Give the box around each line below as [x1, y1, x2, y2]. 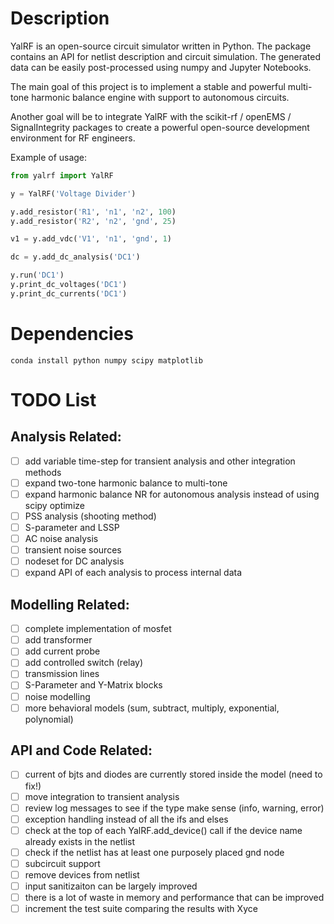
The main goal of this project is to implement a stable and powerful [10, 80, 286, 92]
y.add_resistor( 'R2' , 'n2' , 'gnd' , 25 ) [10, 216, 177, 226]
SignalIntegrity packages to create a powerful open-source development [10, 121, 310, 133]
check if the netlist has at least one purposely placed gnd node [24, 846, 285, 858]
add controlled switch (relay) [24, 657, 144, 669]
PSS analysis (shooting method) [24, 510, 157, 522]
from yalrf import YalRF [10, 170, 114, 181]
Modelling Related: [10, 596, 130, 613]
